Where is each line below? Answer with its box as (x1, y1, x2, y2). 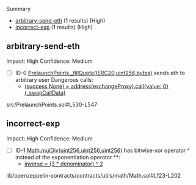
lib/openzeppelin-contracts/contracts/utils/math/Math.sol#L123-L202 (6, 172, 181, 179)
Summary (6, 5, 31, 12)
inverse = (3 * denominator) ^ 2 (24, 160, 103, 167)
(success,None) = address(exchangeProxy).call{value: (24, 82, 162, 90)
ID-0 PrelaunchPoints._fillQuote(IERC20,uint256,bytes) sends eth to (15, 69, 185, 76)
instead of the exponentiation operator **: (15, 153, 121, 161)
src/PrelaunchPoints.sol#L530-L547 (6, 101, 98, 108)
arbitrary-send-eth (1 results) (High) (15, 17, 106, 24)
